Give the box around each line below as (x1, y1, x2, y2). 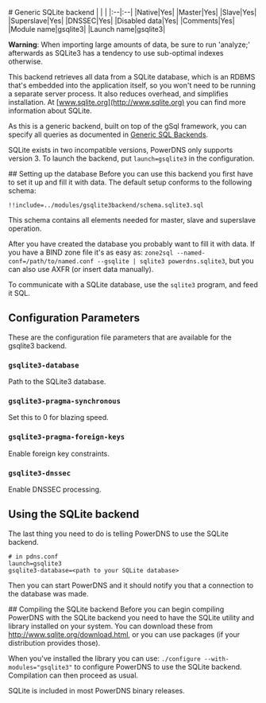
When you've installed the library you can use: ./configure (8, 653, 201, 663)
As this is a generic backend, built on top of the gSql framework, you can (8, 122, 247, 130)
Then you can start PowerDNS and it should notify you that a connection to (8, 581, 254, 590)
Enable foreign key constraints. (8, 449, 110, 458)
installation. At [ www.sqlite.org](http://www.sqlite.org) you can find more (8, 98, 246, 107)
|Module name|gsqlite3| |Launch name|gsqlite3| (8, 25, 166, 33)
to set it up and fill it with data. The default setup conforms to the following (8, 177, 253, 187)
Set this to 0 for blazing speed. (8, 413, 109, 422)
